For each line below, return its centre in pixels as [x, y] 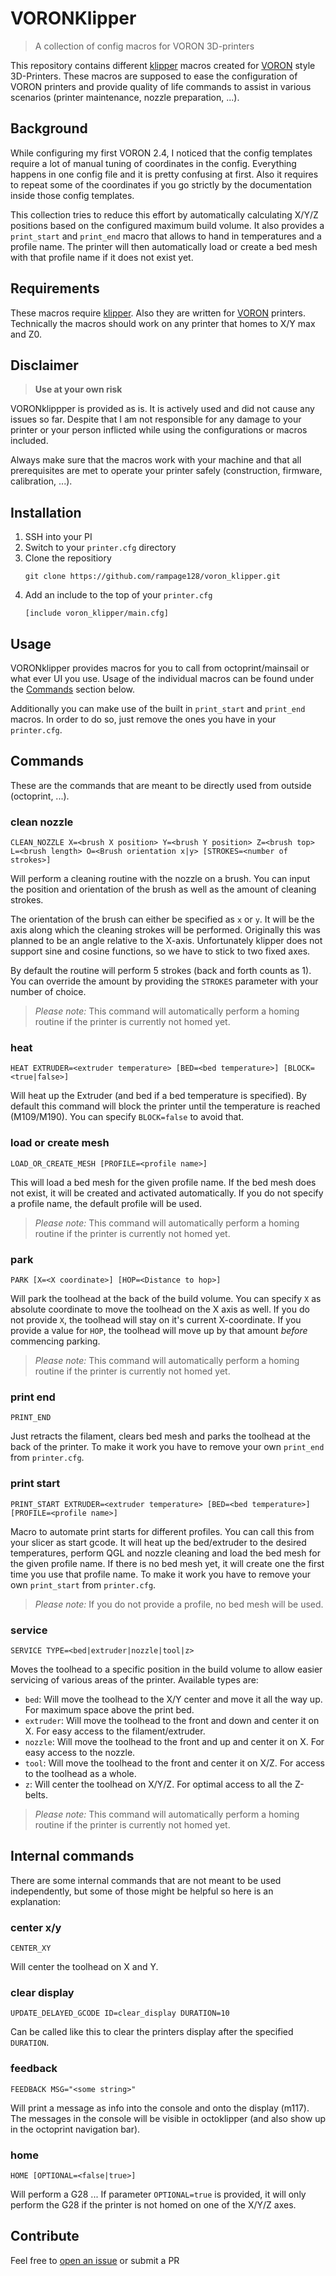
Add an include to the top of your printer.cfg [118, 595]
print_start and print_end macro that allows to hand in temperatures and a [166, 236]
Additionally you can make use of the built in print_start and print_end [158, 708]
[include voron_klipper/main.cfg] [96, 613]
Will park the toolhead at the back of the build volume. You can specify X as [166, 1298]
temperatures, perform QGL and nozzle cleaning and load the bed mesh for [165, 1553]
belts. [36, 1794]
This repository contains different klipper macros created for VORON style [163, 65]
